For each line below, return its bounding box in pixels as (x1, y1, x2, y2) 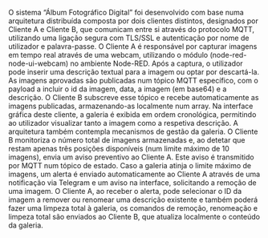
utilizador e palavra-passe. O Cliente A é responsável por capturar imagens (8, 42, 258, 51)
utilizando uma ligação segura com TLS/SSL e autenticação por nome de (8, 33, 250, 42)
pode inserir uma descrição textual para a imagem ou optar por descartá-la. (8, 67, 259, 76)
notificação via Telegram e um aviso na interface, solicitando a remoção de (8, 178, 257, 188)
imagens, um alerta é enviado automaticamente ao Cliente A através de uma (8, 169, 261, 179)
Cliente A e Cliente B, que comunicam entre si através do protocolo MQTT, (8, 25, 255, 34)
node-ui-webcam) (8, 58, 69, 68)
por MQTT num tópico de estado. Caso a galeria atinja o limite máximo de (8, 161, 251, 170)
